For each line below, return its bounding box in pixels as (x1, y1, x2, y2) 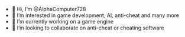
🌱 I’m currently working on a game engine (11, 18, 114, 25)
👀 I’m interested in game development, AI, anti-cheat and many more (11, 12, 179, 19)
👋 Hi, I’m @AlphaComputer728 (11, 6, 87, 12)
